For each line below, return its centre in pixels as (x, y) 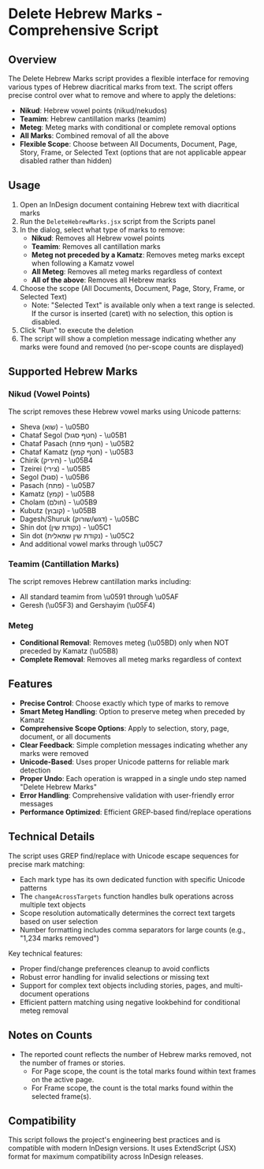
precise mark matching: (46, 864)
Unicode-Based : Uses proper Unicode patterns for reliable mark (125, 761)
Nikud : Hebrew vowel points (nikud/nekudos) (93, 110)
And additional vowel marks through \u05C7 (91, 544)
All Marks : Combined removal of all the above (94, 136)
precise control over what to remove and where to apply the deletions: (122, 95)
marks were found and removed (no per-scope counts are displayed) (132, 347)
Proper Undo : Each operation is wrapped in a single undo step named (133, 778)
